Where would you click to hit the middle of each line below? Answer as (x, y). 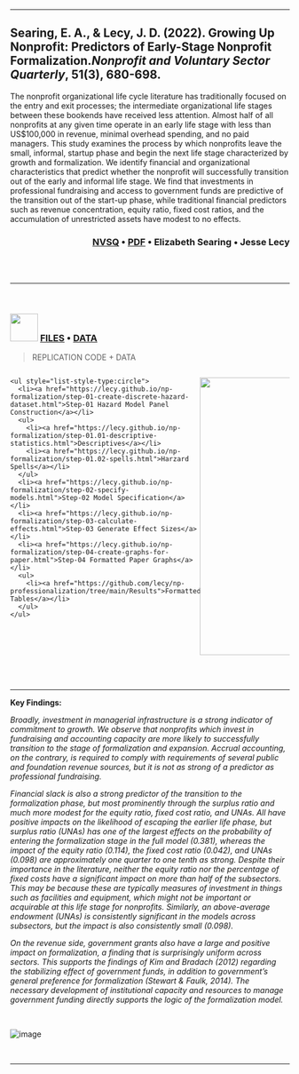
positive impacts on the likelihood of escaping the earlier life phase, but (141, 822)
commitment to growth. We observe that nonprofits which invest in (132, 729)
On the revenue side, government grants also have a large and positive (140, 943)
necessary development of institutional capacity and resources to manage (147, 990)
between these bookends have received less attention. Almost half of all (142, 115)
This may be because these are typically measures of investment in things (146, 888)
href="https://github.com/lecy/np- (119, 584)
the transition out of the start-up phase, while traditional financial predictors (149, 200)
